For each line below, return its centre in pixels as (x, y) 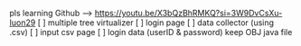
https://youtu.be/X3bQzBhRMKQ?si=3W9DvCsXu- (188, 13)
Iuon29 (23, 23)
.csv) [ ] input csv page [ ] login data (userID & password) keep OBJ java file (151, 32)
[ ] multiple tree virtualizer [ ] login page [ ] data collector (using (155, 23)
